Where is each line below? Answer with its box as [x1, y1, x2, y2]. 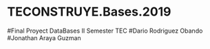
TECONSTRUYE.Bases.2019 [7, 4, 171, 20]
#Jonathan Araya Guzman [7, 33, 81, 42]
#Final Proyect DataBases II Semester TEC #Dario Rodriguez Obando [7, 27, 203, 35]
